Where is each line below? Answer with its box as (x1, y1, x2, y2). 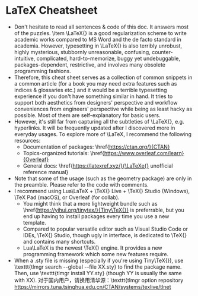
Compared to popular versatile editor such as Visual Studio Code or (23, 225, 188, 232)
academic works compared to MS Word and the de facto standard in (14, 36, 182, 43)
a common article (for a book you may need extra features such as (14, 80, 177, 87)
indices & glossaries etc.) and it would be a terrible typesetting (14, 86, 167, 93)
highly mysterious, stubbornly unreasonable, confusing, (14, 48, 151, 55)
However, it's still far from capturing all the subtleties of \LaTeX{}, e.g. (14, 118, 184, 125)
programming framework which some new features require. (23, 250, 169, 257)
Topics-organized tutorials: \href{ (23, 149, 105, 156)
